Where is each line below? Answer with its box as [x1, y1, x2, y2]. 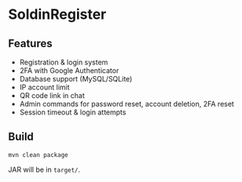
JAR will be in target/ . [8, 165, 81, 174]
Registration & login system [19, 57, 108, 67]
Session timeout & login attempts [19, 107, 126, 117]
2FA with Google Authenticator [19, 66, 119, 75]
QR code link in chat [19, 91, 85, 100]
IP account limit [19, 82, 70, 92]
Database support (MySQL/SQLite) [19, 75, 133, 83]
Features [8, 37, 53, 50]
